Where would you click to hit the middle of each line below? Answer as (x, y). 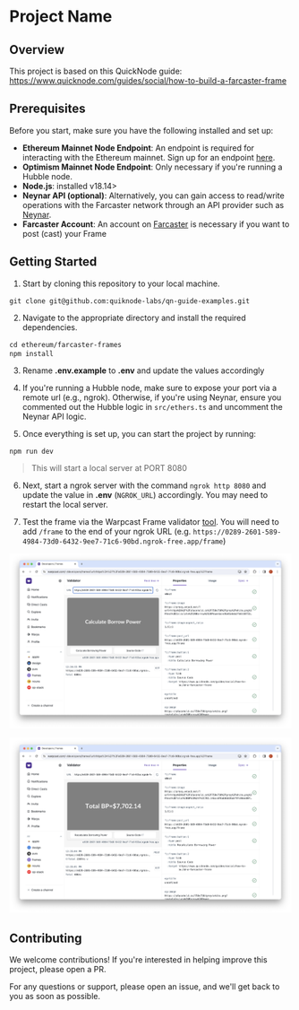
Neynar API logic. (54, 416)
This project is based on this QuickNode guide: (96, 71)
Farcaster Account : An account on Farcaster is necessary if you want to (156, 224)
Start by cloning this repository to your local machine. (121, 283)
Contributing (46, 938)
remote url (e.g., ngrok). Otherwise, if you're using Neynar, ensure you (152, 397)
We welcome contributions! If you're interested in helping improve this (138, 960)
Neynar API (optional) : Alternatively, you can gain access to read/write (153, 196)
